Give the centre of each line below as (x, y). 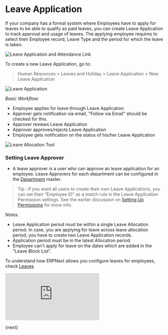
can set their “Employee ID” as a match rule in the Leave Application (88, 194)
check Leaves (20, 266)
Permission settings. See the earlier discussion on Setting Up (80, 200)
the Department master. (37, 179)
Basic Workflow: (22, 98)
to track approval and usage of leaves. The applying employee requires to (81, 34)
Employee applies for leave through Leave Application (68, 108)
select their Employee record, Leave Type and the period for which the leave (84, 39)
